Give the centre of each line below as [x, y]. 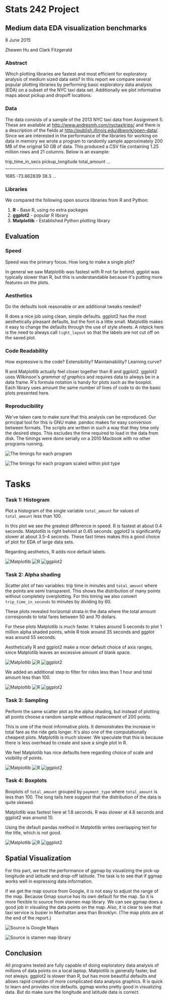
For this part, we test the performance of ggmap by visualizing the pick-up [82, 870]
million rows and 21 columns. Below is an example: [57, 152]
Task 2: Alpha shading [33, 574]
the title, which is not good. [33, 832]
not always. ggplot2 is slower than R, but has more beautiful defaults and [81, 976]
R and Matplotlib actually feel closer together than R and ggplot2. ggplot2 [81, 372]
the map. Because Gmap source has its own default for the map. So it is [79, 896]
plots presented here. [27, 393]
